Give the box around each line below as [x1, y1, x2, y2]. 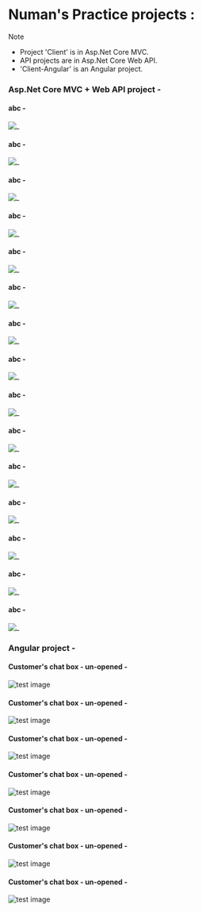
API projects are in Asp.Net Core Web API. [19, 56, 158, 65]
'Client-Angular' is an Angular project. [19, 63, 143, 73]
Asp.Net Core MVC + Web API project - [8, 83, 162, 94]
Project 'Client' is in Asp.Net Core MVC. [19, 47, 149, 56]
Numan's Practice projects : [8, 6, 196, 24]
